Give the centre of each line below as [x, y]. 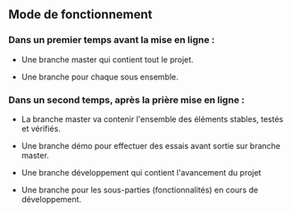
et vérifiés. [41, 128]
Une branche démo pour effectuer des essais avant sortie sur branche [150, 145]
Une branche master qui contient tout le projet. [107, 59]
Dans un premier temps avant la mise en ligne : [112, 40]
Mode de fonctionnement [80, 15]
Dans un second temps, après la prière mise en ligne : [126, 100]
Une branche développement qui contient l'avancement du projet [141, 172]
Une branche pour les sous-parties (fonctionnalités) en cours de [140, 190]
